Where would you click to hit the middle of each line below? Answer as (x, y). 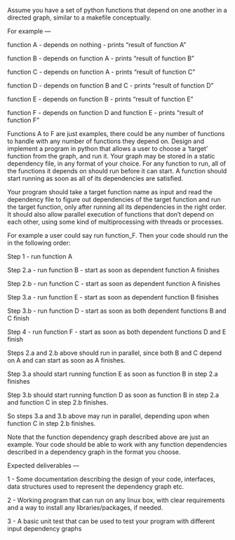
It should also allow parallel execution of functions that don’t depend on (110, 214)
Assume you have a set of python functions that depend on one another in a (117, 10)
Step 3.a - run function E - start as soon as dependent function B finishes (113, 297)
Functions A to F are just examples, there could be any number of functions (116, 134)
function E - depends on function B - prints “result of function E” (101, 99)
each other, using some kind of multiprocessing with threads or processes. (115, 222)
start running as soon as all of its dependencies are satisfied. (95, 178)
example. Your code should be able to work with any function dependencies (117, 444)
